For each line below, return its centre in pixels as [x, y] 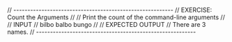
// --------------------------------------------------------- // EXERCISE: [110, 10]
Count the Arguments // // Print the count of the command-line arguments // [116, 17]
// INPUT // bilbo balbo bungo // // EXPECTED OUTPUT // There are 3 [107, 24]
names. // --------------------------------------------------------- [102, 32]
